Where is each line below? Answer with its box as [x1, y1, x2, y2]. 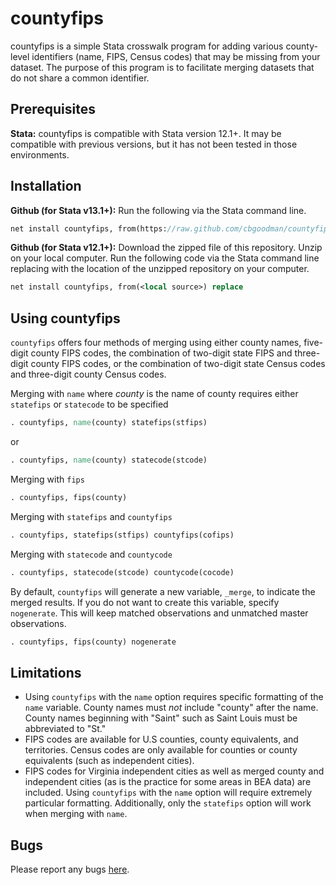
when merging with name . [24, 808, 128, 820]
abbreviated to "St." [24, 723, 107, 735]
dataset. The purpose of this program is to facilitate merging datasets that [10, 61, 315, 73]
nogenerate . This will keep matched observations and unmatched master [10, 607, 309, 619]
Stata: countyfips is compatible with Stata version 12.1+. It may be [10, 127, 282, 139]
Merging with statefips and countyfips [10, 510, 173, 522]
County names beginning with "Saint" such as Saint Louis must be [24, 712, 298, 724]
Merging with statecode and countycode [10, 548, 173, 560]
